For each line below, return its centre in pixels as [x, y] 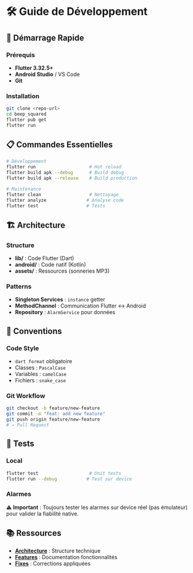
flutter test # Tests [56, 206]
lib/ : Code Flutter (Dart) [45, 258]
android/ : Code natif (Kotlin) [50, 265]
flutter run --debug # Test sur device [69, 479]
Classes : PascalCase [40, 368]
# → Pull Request [28, 425]
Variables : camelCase [41, 374]
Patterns [19, 286]
